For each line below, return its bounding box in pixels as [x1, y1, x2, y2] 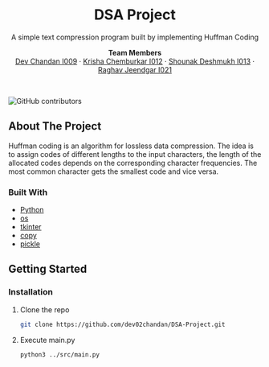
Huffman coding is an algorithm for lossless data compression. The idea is [8, 141, 255, 151]
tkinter [19, 222, 42, 232]
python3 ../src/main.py [19, 350, 100, 359]
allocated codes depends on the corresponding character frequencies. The [8, 158, 258, 167]
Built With [8, 187, 48, 198]
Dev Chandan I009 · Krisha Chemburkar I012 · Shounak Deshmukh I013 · [14, 56, 255, 66]
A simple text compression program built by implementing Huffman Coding [10, 32, 259, 42]
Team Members [108, 47, 162, 57]
